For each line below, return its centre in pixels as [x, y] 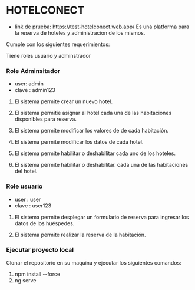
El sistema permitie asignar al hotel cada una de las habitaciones [93, 113]
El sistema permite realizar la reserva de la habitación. [80, 235]
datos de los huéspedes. [44, 223]
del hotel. [26, 171]
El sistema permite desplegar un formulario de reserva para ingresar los [102, 217]
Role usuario [24, 186]
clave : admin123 [35, 90]
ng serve [25, 280]
